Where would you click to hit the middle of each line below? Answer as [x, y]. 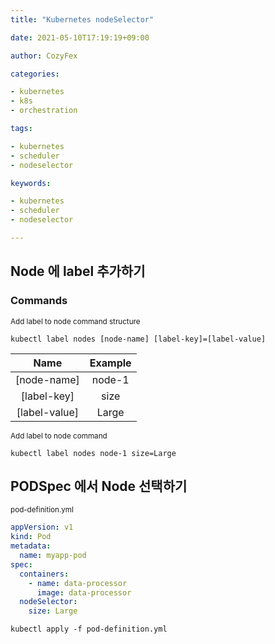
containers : [44, 574]
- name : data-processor [78, 583]
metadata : [31, 546]
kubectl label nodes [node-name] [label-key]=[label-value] [138, 339]
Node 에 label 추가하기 [78, 271]
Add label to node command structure [75, 321]
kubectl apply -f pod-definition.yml [89, 629]
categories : [35, 74]
